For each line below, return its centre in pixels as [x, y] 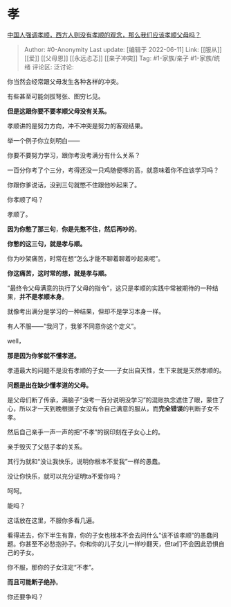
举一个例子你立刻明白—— [44, 140]
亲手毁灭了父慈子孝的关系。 [47, 446]
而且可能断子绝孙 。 [35, 582]
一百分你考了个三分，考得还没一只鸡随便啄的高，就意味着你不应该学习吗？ [113, 170]
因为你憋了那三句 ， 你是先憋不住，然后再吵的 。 [74, 229]
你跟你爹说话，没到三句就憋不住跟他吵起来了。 [74, 185]
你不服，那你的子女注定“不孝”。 [53, 567]
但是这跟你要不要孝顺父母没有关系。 [59, 111]
